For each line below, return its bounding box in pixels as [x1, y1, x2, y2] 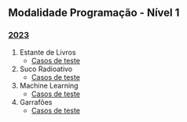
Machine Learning [19, 81, 79, 90]
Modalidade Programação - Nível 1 [8, 6, 180, 20]
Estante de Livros [19, 47, 76, 57]
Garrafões [19, 97, 53, 106]
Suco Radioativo [19, 64, 73, 74]
